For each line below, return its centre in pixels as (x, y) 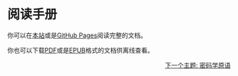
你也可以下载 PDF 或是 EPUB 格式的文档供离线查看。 (81, 50)
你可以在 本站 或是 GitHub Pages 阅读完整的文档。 (77, 35)
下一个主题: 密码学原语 (198, 65)
